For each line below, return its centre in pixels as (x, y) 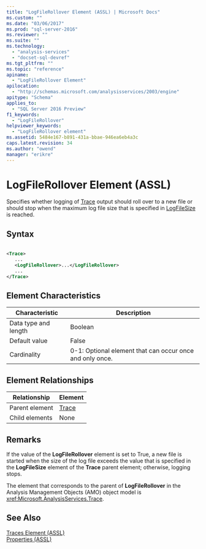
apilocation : (23, 86)
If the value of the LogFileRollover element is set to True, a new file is (94, 454)
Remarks (24, 440)
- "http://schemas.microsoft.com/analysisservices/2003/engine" (96, 92)
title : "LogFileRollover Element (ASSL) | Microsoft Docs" (83, 12)
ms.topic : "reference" (35, 69)
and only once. (92, 358)
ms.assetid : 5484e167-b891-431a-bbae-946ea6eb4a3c (72, 138)
